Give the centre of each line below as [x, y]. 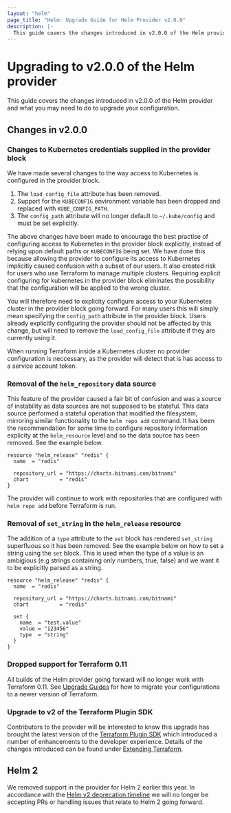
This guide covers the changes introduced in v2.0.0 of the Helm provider [110, 101]
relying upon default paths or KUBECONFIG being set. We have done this [106, 251]
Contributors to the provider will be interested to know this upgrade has [108, 727]
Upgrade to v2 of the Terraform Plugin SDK [80, 712]
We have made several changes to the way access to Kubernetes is [103, 173]
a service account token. [42, 366]
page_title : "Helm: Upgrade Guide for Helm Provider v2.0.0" [97, 20]
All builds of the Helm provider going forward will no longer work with [106, 679]
